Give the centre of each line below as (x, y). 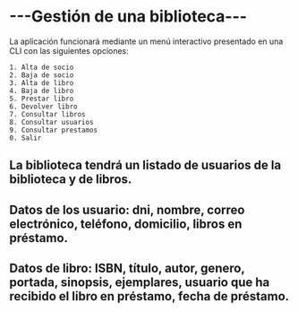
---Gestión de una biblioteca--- (128, 17)
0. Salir (26, 138)
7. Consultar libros (48, 114)
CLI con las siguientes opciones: (69, 50)
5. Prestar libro (42, 99)
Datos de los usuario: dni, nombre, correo (127, 209)
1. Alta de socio (42, 67)
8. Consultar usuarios (51, 122)
